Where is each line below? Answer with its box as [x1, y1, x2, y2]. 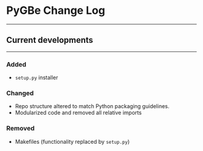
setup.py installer [14, 74, 59, 82]
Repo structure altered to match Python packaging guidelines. [14, 103, 170, 110]
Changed [6, 89, 34, 97]
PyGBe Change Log [6, 4, 106, 18]
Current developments [6, 35, 94, 45]
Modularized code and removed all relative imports [14, 109, 142, 117]
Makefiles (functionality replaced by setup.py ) [14, 138, 130, 145]
